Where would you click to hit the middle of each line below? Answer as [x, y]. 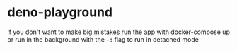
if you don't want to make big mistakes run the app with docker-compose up [118, 32]
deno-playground [60, 12]
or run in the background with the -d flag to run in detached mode [103, 39]
